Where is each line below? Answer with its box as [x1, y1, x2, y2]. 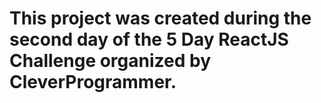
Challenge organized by [9, 50, 211, 72]
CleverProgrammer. [9, 71, 177, 94]
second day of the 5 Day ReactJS [9, 28, 289, 51]
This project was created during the [9, 7, 312, 30]
